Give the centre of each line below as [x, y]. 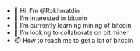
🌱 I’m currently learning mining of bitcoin [72, 25]
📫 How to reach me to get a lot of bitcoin [73, 40]
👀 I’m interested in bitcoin [50, 18]
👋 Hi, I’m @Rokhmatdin [47, 11]
